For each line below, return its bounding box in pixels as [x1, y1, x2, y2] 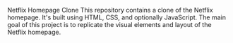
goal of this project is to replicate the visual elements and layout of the [7, 21, 212, 28]
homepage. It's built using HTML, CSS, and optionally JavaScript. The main [7, 13, 226, 21]
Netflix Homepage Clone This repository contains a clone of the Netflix [7, 6, 213, 14]
